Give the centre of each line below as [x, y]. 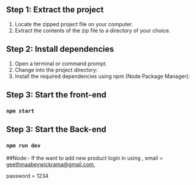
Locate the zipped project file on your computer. [74, 24]
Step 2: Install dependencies [60, 49]
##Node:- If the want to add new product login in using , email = [85, 158]
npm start [20, 111]
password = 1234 [27, 175]
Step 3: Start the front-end [56, 95]
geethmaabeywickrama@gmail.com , [51, 164]
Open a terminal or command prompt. [61, 63]
